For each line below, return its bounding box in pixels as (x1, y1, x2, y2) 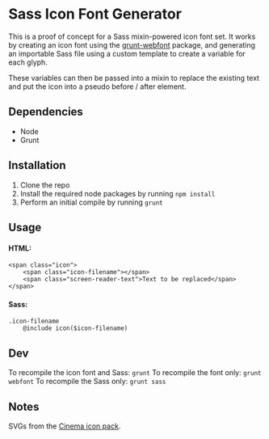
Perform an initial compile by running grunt (19, 197, 163, 207)
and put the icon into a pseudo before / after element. (8, 82, 187, 91)
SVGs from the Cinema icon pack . (8, 421, 121, 431)
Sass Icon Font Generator (8, 5, 182, 23)
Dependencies (8, 105, 83, 119)
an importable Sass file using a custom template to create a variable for (8, 49, 246, 58)
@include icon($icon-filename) (23, 324, 128, 332)
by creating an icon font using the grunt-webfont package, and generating (8, 40, 256, 49)
